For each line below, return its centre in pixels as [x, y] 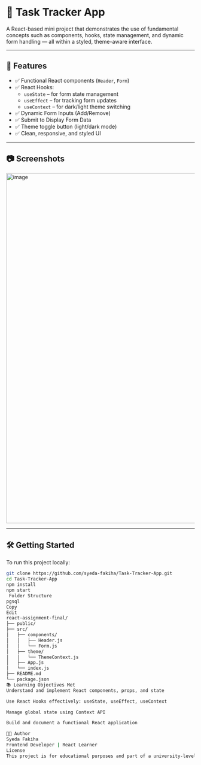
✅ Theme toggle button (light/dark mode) [66, 126]
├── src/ [17, 629]
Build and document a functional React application [72, 723]
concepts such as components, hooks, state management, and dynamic [95, 35]
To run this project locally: [38, 563]
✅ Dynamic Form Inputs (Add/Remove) [63, 113]
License [16, 750]
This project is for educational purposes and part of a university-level [101, 756]
